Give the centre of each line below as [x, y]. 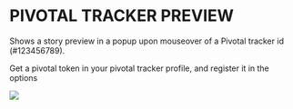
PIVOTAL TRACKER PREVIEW [122, 16]
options [24, 77]
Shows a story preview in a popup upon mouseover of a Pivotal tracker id [147, 41]
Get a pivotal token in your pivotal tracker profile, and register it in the [140, 68]
